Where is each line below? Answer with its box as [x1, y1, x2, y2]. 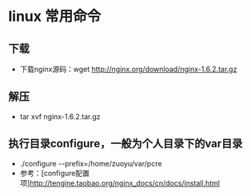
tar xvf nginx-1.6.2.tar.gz [19, 111, 102, 121]
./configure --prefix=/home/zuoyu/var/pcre [19, 158, 162, 168]
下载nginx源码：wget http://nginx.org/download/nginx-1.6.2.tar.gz [19, 65, 237, 74]
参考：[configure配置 [19, 168, 90, 178]
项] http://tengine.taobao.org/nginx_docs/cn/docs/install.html [19, 178, 220, 188]
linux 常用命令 [8, 7, 102, 26]
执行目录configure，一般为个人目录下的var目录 [8, 137, 243, 150]
